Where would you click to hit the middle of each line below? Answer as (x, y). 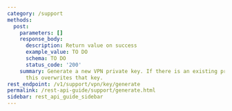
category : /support (35, 13)
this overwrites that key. (64, 78)
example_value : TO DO (57, 52)
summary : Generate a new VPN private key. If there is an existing (118, 71)
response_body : (41, 39)
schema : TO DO (46, 59)
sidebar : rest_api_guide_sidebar (55, 97)
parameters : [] (41, 33)
